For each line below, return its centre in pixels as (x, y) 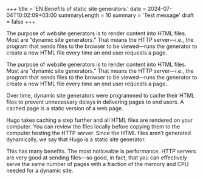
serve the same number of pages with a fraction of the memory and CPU (98, 164)
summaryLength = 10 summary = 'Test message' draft (126, 15)
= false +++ (21, 22)
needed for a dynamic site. (40, 170)
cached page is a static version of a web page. (65, 108)
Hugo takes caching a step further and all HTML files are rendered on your (100, 120)
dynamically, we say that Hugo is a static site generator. (76, 139)
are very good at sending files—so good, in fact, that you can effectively (97, 158)
